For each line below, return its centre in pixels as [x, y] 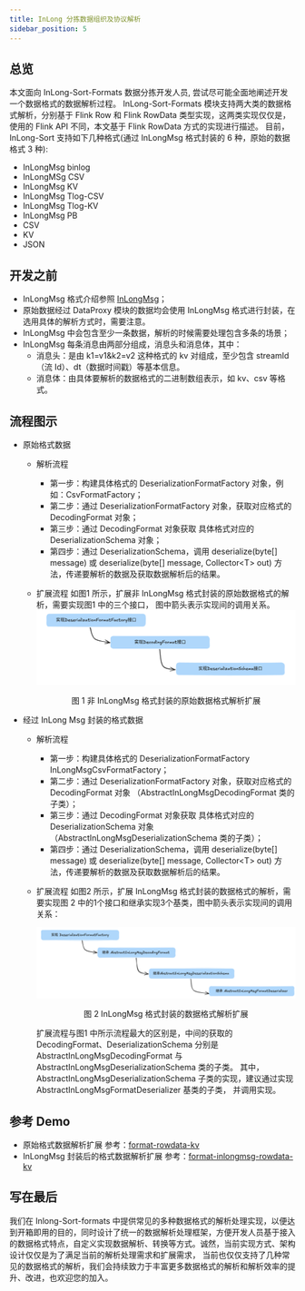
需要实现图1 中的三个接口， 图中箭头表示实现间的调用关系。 [163, 605]
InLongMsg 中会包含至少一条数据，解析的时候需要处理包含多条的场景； [156, 333]
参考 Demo [40, 1121]
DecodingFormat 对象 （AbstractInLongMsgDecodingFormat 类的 [172, 793]
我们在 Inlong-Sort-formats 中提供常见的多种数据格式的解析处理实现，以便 [148, 1220]
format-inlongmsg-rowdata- [241, 1156]
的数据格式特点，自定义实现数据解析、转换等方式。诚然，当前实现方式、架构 [152, 1243]
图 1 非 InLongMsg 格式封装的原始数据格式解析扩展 [166, 701]
